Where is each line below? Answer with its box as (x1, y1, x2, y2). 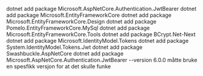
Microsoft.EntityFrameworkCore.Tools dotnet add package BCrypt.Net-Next (6, 31, 196, 38)
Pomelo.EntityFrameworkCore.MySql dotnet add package (6, 24, 150, 31)
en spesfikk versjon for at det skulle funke (6, 63, 111, 70)
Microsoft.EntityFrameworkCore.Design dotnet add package (6, 18, 156, 25)
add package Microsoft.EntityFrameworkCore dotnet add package (6, 11, 171, 19)
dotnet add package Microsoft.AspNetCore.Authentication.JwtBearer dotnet (6, 5, 197, 12)
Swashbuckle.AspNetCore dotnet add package (6, 50, 124, 57)
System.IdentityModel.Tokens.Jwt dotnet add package (6, 43, 143, 51)
